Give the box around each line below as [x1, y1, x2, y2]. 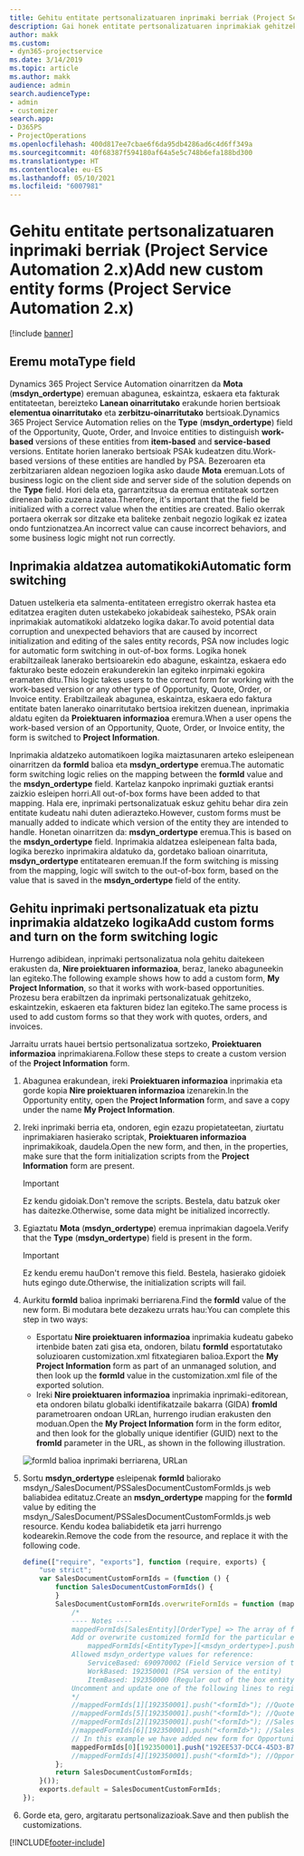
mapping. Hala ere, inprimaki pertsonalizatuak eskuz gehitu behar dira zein [9, 797, 289, 808]
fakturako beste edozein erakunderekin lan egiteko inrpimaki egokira [9, 664, 265, 675]
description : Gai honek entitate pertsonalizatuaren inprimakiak [9, 22, 261, 31]
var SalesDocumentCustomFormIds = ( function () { [39, 1574, 230, 1583]
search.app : [9, 114, 54, 123]
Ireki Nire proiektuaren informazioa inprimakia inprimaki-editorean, [35, 1389, 289, 1400]
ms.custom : [9, 38, 51, 48]
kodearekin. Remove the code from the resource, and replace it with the [22, 1530, 289, 1541]
